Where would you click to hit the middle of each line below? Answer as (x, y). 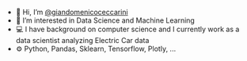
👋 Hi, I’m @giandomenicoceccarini (72, 12)
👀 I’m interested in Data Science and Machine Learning (105, 20)
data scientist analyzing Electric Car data (82, 40)
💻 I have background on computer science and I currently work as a (127, 29)
